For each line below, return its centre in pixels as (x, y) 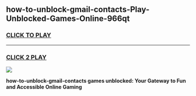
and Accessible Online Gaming (44, 87)
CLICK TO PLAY (29, 35)
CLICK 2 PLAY (26, 57)
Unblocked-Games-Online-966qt (68, 19)
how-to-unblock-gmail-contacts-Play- (78, 10)
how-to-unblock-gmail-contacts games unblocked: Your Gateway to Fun (96, 80)
